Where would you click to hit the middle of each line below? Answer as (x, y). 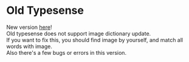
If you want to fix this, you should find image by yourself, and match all (95, 40)
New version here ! (29, 27)
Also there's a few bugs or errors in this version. (66, 52)
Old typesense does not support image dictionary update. (79, 33)
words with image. (29, 46)
